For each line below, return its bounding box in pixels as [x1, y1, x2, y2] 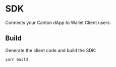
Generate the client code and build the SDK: [5, 47, 97, 53]
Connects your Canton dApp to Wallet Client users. [5, 19, 111, 25]
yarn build [5, 57, 28, 62]
